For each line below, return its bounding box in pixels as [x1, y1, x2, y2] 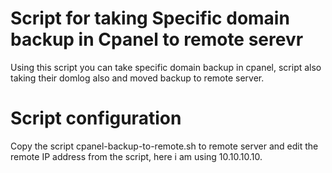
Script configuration [10, 107, 182, 130]
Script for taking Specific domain [10, 7, 290, 30]
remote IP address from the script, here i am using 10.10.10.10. [10, 150, 263, 162]
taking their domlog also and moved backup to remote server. [10, 72, 265, 84]
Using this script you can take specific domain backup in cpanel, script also [10, 61, 322, 73]
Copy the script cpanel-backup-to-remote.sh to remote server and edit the [10, 140, 319, 152]
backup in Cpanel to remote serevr [10, 28, 304, 51]
